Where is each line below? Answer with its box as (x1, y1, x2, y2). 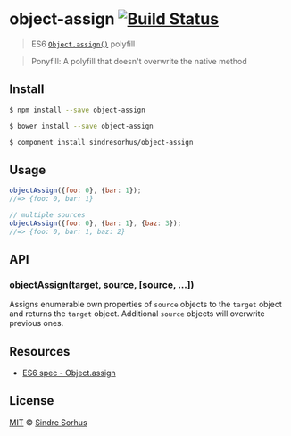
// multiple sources (9, 210, 87, 219)
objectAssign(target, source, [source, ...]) (9, 278, 195, 290)
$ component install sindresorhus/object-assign (9, 138, 194, 147)
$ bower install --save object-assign (9, 122, 154, 130)
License (9, 393, 54, 408)
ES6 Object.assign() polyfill (30, 38, 136, 49)
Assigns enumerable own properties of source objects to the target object (9, 299, 283, 310)
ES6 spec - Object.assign (21, 367, 116, 379)
